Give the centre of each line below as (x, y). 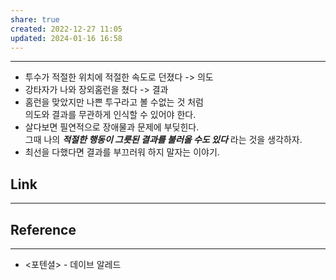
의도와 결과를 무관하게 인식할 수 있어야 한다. (110, 115)
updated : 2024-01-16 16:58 (66, 38)
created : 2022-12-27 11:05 (66, 29)
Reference (43, 229)
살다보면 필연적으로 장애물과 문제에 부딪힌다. (112, 127)
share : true (35, 19)
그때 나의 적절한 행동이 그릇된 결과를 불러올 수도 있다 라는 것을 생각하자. (163, 140)
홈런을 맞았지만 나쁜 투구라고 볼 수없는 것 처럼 (114, 102)
